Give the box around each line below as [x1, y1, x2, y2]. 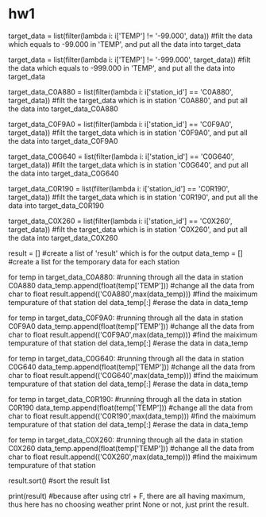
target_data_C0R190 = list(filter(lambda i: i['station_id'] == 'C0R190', [8, 183, 230, 193]
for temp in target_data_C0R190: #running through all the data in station [8, 394, 242, 403]
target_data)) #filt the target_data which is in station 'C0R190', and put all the [8, 192, 259, 202]
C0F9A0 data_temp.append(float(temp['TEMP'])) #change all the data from [8, 321, 255, 330]
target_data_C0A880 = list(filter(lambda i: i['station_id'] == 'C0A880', [8, 87, 233, 96]
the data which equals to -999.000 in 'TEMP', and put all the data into [8, 63, 236, 72]
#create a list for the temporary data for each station [8, 257, 180, 266]
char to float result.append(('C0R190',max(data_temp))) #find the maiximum [8, 411, 256, 421]
